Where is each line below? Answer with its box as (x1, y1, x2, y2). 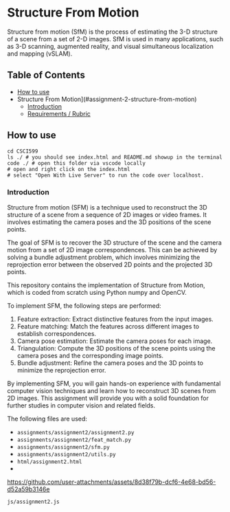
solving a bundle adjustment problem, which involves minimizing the (7, 253, 200, 261)
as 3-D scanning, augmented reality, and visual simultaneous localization (7, 42, 214, 50)
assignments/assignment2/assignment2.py (16, 429, 135, 436)
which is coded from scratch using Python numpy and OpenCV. (7, 288, 187, 296)
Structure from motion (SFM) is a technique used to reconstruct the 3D (7, 203, 207, 211)
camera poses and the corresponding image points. (16, 351, 163, 359)
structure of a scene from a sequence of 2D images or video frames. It (7, 210, 207, 219)
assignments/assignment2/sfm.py (16, 443, 110, 451)
